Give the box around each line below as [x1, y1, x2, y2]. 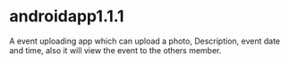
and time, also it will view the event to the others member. [9, 44, 222, 55]
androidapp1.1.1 [9, 6, 124, 27]
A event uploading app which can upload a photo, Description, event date [9, 36, 281, 46]
